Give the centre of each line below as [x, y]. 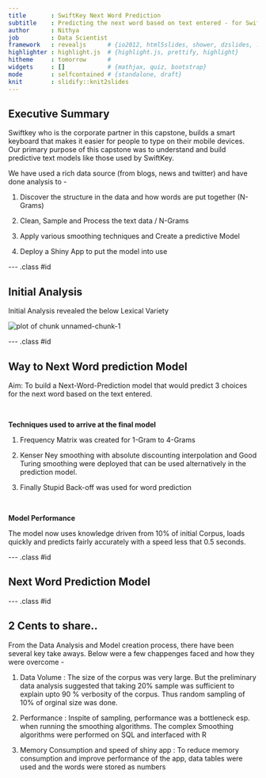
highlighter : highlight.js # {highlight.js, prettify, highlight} [123, 52]
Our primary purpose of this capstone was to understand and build [117, 150]
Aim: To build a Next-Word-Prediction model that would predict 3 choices [128, 385]
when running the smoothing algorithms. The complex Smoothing [126, 726]
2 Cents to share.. [53, 626]
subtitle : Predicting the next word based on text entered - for [125, 23]
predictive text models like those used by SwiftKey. [91, 158]
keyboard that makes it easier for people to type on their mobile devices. [127, 141]
